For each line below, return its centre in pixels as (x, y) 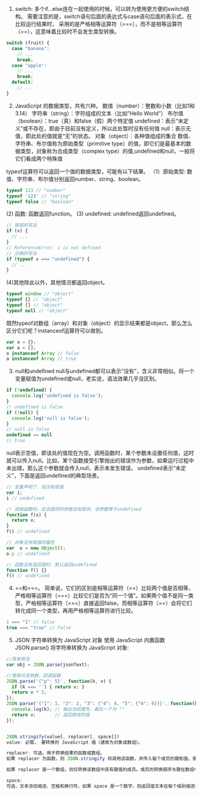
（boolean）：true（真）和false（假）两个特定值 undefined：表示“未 (99, 121)
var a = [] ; (21, 348)
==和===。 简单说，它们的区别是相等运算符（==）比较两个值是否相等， (104, 588)
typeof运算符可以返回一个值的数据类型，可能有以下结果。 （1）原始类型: (96, 171)
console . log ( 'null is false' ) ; (51, 418)
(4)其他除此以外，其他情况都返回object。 (57, 283)
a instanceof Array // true (41, 359)
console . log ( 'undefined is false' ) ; (57, 396)
